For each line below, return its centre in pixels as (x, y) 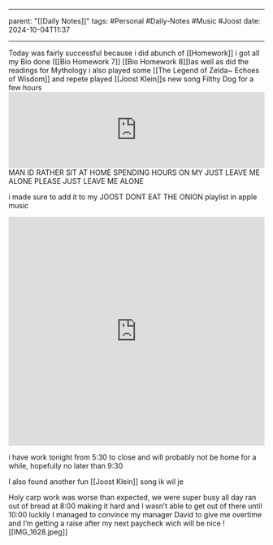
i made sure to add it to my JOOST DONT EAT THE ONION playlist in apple (133, 197)
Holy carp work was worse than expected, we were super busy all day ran (132, 497)
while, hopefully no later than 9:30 (66, 466)
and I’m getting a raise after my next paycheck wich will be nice (115, 523)
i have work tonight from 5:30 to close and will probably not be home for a (132, 457)
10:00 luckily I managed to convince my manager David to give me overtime (135, 514)
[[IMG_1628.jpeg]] (38, 532)
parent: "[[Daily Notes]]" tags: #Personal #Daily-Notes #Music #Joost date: (134, 21)
